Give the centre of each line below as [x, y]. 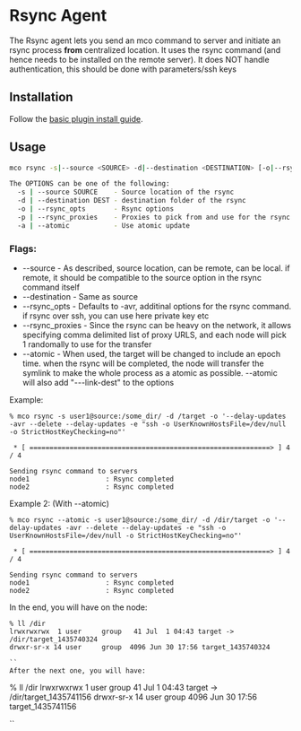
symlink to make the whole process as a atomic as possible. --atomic [150, 372]
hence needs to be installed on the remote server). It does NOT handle [140, 59]
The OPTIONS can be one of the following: [90, 184]
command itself [51, 287]
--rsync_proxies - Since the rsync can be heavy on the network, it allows [157, 325]
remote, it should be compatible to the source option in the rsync [142, 277]
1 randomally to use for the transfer [87, 344]
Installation [41, 97]
